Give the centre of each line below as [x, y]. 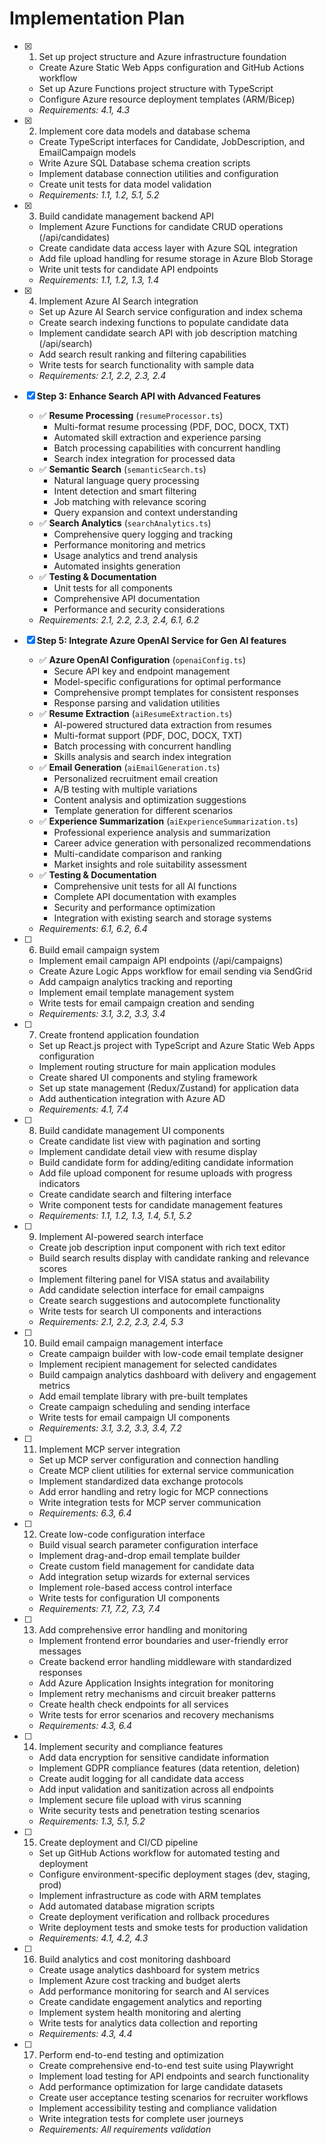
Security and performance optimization [134, 907]
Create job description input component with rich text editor [162, 1247]
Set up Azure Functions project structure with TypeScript [156, 88]
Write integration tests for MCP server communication [150, 1502]
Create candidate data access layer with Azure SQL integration [168, 248]
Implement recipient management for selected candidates [157, 1364]
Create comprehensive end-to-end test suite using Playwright [166, 2065]
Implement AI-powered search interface [121, 1236]
